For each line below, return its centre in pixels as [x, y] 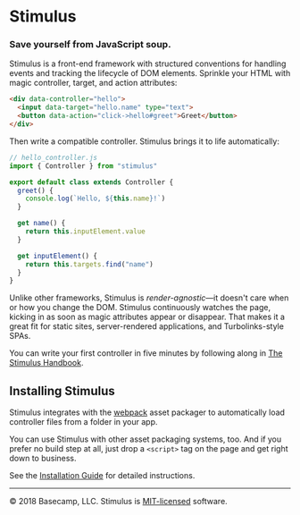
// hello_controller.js [54, 157]
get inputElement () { [58, 256]
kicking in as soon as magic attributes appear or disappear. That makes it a [147, 317]
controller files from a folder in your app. [83, 422]
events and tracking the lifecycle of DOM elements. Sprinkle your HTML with [150, 73]
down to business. [43, 459]
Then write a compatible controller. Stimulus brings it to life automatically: [144, 141]
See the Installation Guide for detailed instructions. [102, 476]
